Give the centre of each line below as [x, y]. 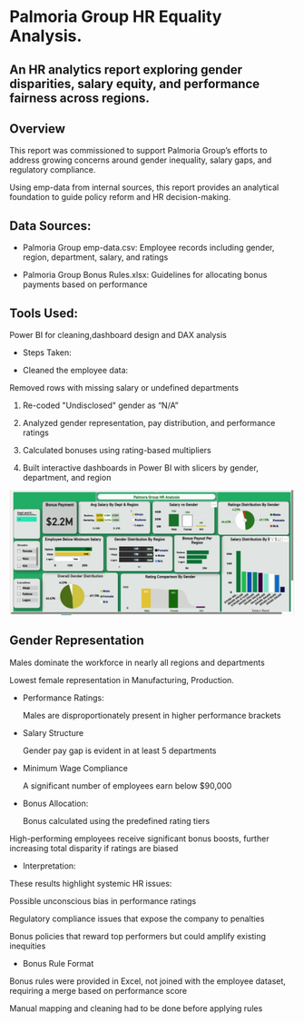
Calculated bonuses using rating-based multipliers [117, 451]
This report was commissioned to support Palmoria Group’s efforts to [138, 151]
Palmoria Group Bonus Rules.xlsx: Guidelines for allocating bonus [145, 275]
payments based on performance [85, 284]
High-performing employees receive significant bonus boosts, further [139, 839]
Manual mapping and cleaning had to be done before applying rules [136, 1008]
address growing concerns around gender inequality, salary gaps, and [141, 160]
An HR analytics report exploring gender [126, 70]
